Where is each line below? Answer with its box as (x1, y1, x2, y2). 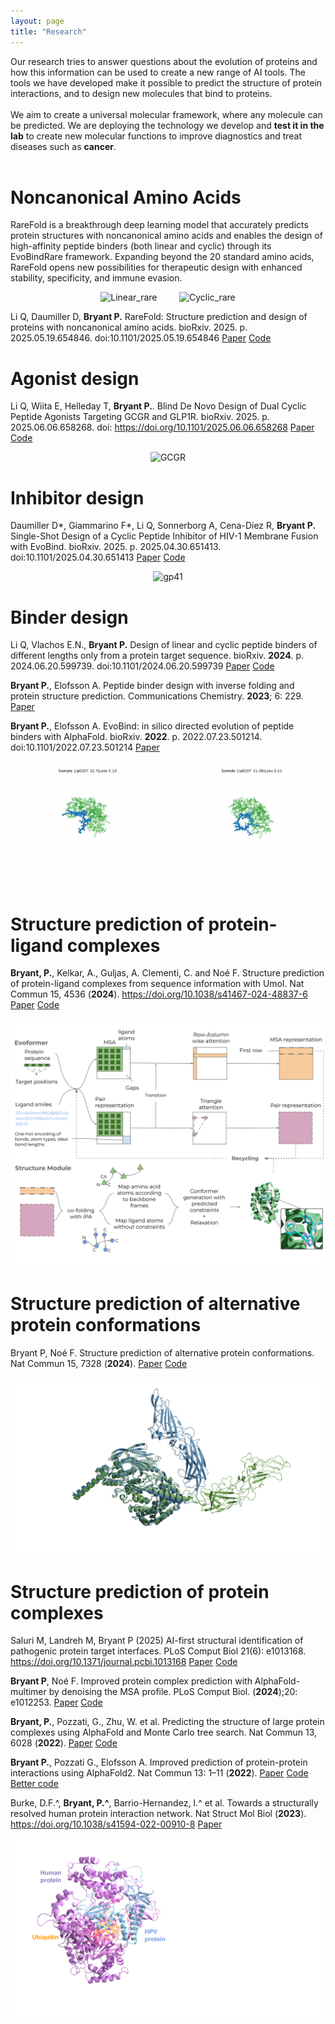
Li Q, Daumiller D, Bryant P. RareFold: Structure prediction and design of (10, 311, 308, 323)
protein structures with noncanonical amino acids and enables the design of (10, 230, 323, 242)
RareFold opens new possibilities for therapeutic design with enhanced (10, 261, 303, 274)
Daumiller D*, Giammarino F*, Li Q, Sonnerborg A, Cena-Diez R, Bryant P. (10, 520, 317, 532)
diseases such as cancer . (10, 140, 117, 152)
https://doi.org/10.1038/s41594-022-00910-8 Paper (10, 1818, 223, 1830)
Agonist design (10, 367, 140, 390)
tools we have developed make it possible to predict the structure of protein (10, 76, 323, 89)
